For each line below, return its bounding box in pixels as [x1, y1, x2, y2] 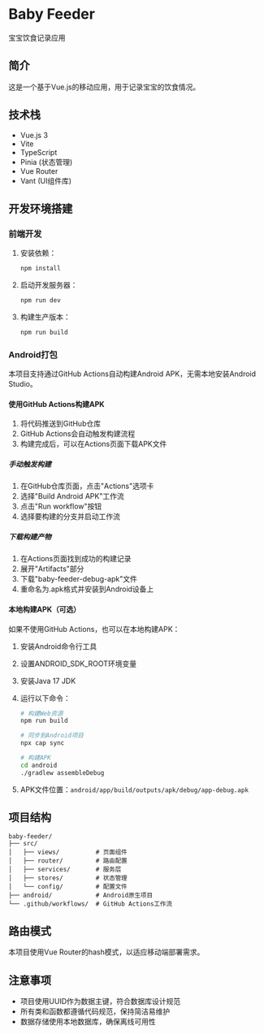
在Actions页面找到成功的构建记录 [19, 554, 132, 564]
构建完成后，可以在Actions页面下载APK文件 [19, 439, 167, 449]
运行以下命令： [19, 693, 71, 703]
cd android [19, 761, 58, 769]
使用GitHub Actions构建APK [8, 399, 105, 409]
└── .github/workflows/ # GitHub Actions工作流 [8, 900, 173, 908]
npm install [19, 265, 61, 273]
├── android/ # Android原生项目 [8, 891, 153, 900]
